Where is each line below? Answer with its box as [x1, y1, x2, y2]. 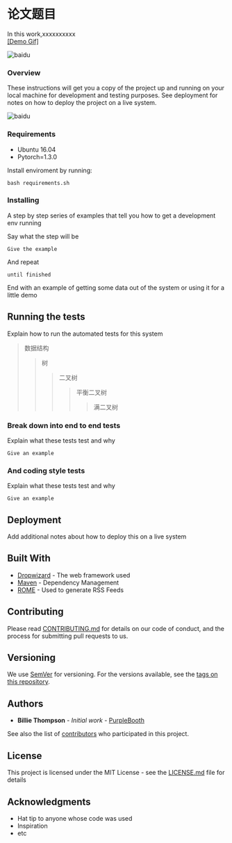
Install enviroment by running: [7, 166, 92, 174]
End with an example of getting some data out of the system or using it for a [7, 283, 224, 292]
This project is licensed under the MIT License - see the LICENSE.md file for [7, 769, 225, 777]
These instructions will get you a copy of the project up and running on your [7, 84, 224, 92]
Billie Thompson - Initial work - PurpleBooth [17, 717, 144, 725]
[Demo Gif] [7, 37, 40, 45]
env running [7, 218, 42, 227]
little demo [7, 290, 38, 299]
